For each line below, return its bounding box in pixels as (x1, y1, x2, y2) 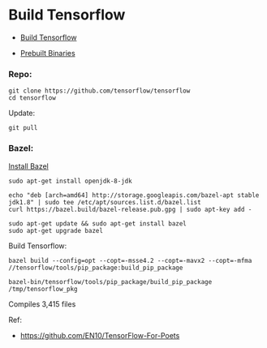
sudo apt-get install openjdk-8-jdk (8, 177, 132, 185)
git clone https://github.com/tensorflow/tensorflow (8, 87, 191, 95)
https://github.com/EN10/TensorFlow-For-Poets (19, 330, 180, 340)
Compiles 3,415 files (8, 299, 76, 309)
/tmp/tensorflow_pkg (8, 285, 79, 293)
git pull (8, 124, 38, 132)
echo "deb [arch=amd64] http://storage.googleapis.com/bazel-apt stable (8, 191, 260, 200)
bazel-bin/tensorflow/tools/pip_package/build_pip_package (8, 277, 213, 286)
